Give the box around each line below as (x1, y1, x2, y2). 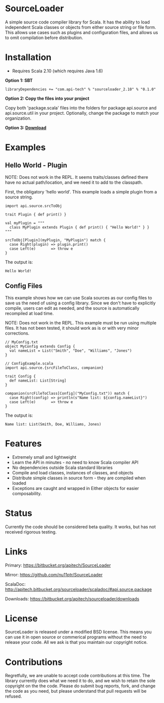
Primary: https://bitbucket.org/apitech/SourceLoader (5, 562, 111, 568)
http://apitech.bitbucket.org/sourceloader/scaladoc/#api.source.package (5, 586, 152, 592)
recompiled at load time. (5, 310, 54, 316)
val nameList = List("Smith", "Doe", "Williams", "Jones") (9, 348, 132, 353)
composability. (12, 490, 42, 496)
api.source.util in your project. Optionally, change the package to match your (5, 110, 159, 116)
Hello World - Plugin (5, 161, 67, 170)
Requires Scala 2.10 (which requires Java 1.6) (12, 68, 103, 74)
